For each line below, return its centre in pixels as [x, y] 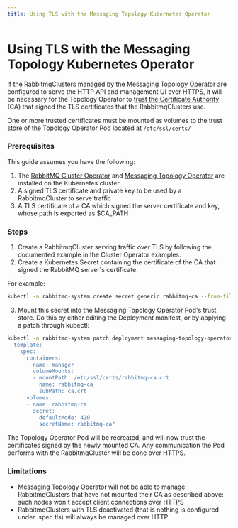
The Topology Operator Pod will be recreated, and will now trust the [106, 438]
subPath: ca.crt [63, 392]
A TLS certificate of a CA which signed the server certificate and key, [119, 205]
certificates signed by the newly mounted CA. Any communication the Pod [116, 446]
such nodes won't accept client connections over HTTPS [101, 502]
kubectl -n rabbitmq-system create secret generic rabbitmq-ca [103, 297]
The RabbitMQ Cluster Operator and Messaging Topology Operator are [121, 176]
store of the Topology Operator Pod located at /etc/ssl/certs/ [99, 128]
